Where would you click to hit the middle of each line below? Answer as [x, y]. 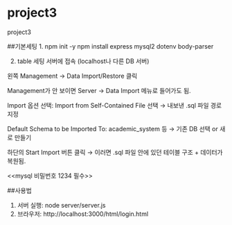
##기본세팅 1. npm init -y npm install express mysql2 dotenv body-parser [110, 46]
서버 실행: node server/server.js [61, 205]
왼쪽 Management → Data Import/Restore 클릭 [72, 76]
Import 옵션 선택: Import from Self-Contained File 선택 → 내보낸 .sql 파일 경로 [115, 105]
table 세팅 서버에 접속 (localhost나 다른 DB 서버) [83, 61]
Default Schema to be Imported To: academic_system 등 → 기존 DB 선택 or [113, 128]
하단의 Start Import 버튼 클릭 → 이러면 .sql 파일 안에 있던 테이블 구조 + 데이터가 [115, 152]
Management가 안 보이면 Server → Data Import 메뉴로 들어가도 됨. [99, 90]
